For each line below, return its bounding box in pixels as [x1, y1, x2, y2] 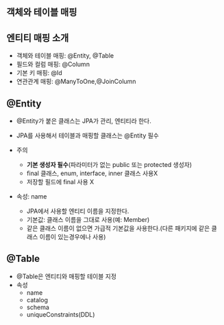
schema [26, 303, 49, 311]
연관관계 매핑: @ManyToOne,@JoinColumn [16, 78, 136, 86]
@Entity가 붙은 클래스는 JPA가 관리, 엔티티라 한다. [16, 117, 152, 125]
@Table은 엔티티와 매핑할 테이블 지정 [16, 272, 117, 280]
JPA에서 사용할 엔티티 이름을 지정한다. [26, 207, 129, 215]
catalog [26, 295, 49, 304]
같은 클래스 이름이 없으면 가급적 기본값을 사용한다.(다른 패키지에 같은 [26, 224, 210, 232]
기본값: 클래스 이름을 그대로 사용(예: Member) [26, 216, 150, 224]
